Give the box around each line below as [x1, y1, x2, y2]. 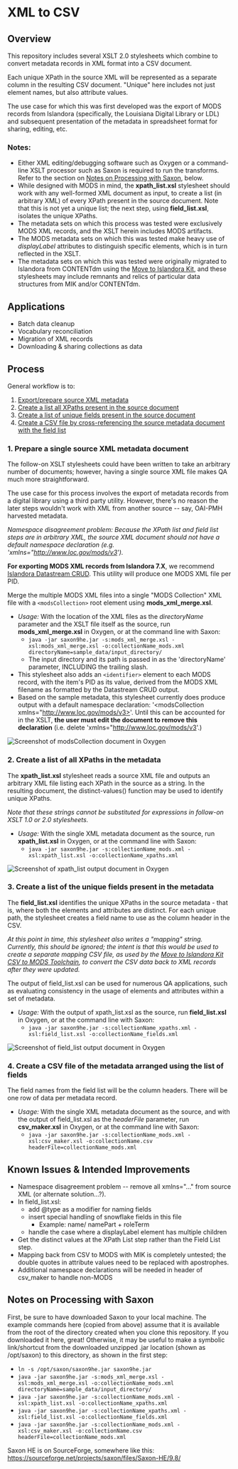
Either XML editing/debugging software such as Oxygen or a [17, 158, 195, 168]
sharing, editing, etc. [7, 125, 67, 133]
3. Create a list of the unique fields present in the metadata [7, 882, 215, 892]
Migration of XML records [17, 334, 94, 343]
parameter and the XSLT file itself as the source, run [17, 620, 171, 628]
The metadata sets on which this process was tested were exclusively [17, 219, 222, 228]
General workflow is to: [7, 382, 75, 390]
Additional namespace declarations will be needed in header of [17, 1265, 203, 1274]
